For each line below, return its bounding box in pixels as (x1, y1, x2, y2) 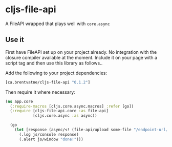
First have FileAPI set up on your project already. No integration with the (5, 49, 157, 55)
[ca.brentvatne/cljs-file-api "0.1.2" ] (5, 79, 91, 85)
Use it (5, 35, 24, 44)
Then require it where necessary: (5, 89, 75, 95)
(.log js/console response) (18, 132, 79, 137)
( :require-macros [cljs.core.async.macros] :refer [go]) (10, 103, 134, 109)
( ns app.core (5, 99, 33, 104)
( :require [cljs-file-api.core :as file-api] (10, 109, 109, 114)
